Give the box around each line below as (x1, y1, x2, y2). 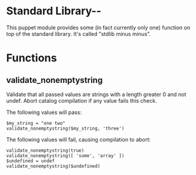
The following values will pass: (6, 109, 82, 116)
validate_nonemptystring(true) (6, 148, 85, 153)
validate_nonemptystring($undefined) (6, 163, 101, 169)
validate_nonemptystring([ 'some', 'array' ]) (6, 152, 125, 159)
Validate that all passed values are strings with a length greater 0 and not (6, 91, 187, 98)
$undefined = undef (6, 158, 55, 164)
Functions (6, 51, 57, 65)
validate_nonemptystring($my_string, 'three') (6, 125, 125, 131)
